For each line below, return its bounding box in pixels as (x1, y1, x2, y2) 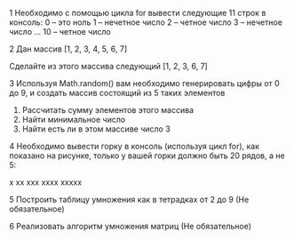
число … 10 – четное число (9, 27, 111, 36)
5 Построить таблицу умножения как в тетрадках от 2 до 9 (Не (9, 195, 250, 204)
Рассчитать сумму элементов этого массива (21, 105, 194, 115)
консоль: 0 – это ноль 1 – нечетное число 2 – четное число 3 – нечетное (9, 17, 282, 28)
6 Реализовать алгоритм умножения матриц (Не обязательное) (9, 221, 251, 231)
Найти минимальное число (21, 115, 126, 124)
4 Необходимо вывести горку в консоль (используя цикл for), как (9, 141, 260, 151)
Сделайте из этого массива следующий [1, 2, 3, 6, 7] (9, 61, 209, 71)
